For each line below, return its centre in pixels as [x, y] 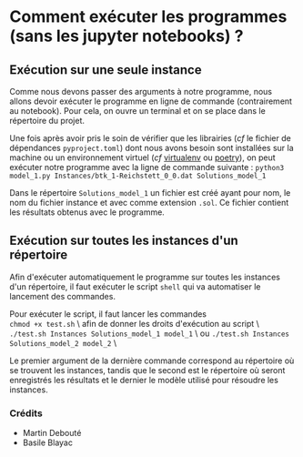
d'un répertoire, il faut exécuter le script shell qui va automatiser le [135, 286]
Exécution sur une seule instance [106, 70]
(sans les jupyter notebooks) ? [126, 36]
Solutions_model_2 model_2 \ [63, 342]
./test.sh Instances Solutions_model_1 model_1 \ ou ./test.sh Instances [149, 333]
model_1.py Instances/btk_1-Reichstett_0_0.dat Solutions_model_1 [138, 176]
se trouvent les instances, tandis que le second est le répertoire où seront [147, 370]
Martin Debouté [52, 433]
